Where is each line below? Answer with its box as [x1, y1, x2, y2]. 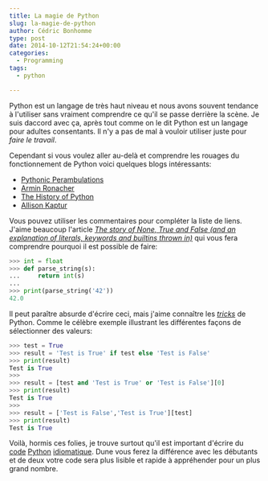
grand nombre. [9, 464, 59, 474]
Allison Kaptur [20, 200, 67, 210]
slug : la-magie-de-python [9, 19, 95, 27]
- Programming [16, 57, 63, 65]
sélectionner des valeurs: [9, 326, 93, 335]
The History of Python [20, 191, 95, 201]
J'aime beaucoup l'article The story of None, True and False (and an [9, 224, 236, 234]
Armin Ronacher [20, 183, 75, 193]
